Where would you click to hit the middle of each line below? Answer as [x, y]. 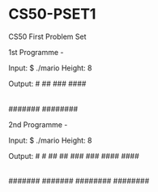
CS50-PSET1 [52, 14]
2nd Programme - [38, 124]
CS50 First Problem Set [47, 36]
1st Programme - [36, 52]
